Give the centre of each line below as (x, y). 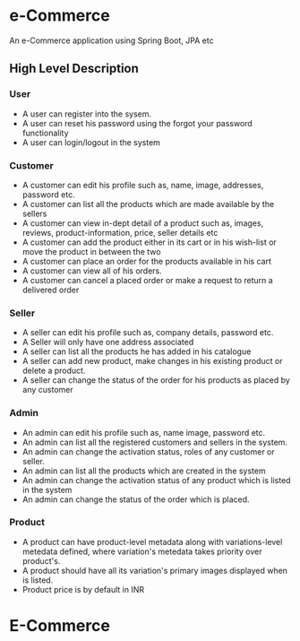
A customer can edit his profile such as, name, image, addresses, (143, 185)
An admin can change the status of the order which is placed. (136, 499)
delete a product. (54, 371)
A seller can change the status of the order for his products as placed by (156, 380)
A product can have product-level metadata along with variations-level (152, 541)
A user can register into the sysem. (87, 114)
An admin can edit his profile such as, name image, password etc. (144, 432)
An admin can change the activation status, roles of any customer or (148, 451)
